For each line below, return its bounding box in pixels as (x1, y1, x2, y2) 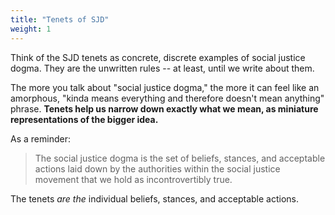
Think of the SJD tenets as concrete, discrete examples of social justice (10, 51, 306, 63)
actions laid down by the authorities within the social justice (34, 162, 281, 175)
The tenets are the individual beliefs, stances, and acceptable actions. (10, 192, 299, 205)
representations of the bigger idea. (10, 113, 159, 125)
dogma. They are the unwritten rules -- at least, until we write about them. (10, 62, 315, 74)
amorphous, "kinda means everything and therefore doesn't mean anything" (10, 92, 325, 104)
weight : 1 (10, 24, 52, 34)
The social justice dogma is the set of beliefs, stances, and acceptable (34, 152, 326, 164)
